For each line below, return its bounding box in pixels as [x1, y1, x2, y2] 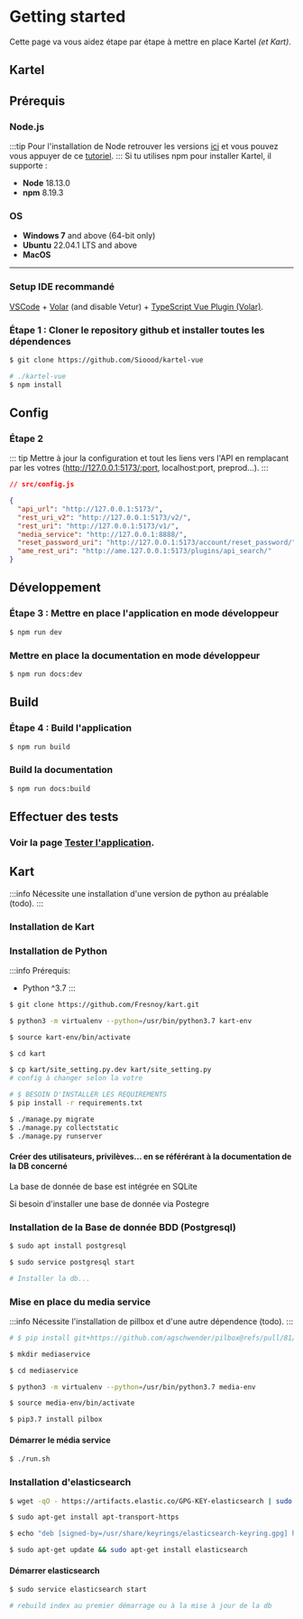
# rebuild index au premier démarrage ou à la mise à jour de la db [9, 1602, 272, 1611]
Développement [9, 580, 102, 596]
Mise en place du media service [9, 1295, 151, 1308]
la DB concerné [9, 1161, 68, 1172]
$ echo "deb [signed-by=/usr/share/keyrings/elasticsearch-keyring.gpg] [9, 1530, 289, 1539]
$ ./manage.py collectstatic [9, 1123, 119, 1132]
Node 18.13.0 [22, 178, 70, 189]
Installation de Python [9, 945, 108, 957]
